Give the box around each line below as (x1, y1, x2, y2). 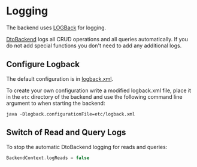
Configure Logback (6, 59, 80, 69)
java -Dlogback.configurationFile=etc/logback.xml (6, 111, 135, 117)
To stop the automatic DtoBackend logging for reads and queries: (6, 143, 168, 150)
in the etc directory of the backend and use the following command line (6, 93, 183, 100)
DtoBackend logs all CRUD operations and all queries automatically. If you (6, 35, 189, 42)
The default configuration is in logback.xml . (6, 75, 114, 82)
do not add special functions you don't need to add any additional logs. (6, 42, 182, 49)
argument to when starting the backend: (6, 99, 105, 107)
